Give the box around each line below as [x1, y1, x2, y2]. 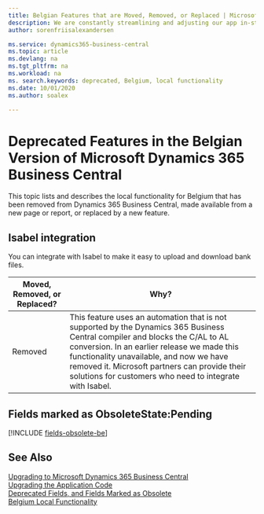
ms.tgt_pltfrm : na [8, 62, 68, 71]
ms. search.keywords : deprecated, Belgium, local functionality [8, 76, 223, 85]
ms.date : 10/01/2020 [8, 84, 76, 92]
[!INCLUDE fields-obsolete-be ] [8, 428, 108, 437]
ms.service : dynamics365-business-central [8, 40, 149, 48]
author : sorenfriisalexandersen [8, 26, 114, 34]
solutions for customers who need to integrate [69, 371, 240, 382]
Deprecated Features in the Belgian [8, 132, 243, 150]
